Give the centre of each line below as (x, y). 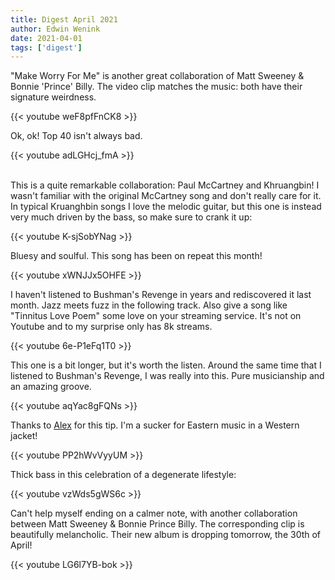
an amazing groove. (51, 387)
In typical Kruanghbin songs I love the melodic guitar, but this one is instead (166, 207)
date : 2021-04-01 (46, 38)
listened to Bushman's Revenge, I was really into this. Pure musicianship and (167, 376)
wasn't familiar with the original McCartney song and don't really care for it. (166, 196)
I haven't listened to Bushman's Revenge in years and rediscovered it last (161, 295)
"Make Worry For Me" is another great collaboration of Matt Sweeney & (157, 76)
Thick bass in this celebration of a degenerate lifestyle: (123, 475)
